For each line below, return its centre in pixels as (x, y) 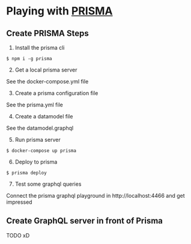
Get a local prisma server (46, 70)
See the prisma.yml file (35, 105)
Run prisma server (38, 140)
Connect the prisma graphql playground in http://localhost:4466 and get (95, 196)
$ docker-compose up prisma (41, 151)
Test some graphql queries (48, 184)
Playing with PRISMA (59, 11)
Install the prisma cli (40, 47)
